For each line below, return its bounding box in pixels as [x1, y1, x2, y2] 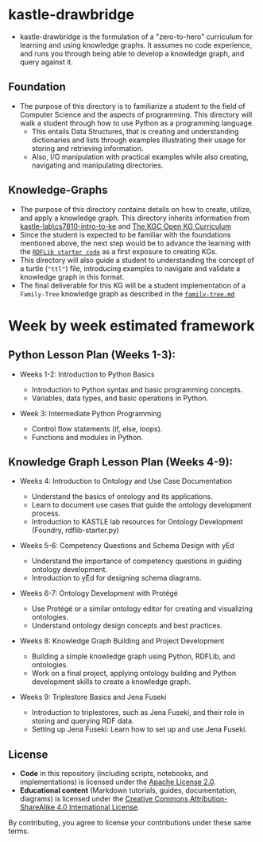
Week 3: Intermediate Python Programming [19, 408, 161, 418]
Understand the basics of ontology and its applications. [31, 492, 213, 501]
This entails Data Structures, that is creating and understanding [31, 126, 239, 136]
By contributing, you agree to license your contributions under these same [8, 818, 252, 828]
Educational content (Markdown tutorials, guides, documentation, [19, 786, 237, 795]
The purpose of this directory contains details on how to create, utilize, [19, 204, 252, 214]
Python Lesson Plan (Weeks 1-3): [8, 348, 176, 362]
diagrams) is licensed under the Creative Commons [19, 794, 188, 804]
